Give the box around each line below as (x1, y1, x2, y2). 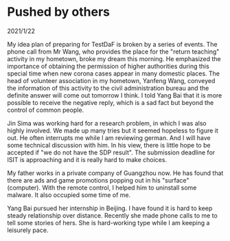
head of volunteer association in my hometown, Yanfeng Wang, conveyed (7, 76, 216, 84)
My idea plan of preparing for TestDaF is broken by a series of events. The (7, 40, 218, 48)
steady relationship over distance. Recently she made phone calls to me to (7, 211, 218, 220)
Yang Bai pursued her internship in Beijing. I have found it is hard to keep (7, 204, 213, 212)
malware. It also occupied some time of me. (7, 190, 131, 199)
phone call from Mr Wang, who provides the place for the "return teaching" (7, 47, 220, 56)
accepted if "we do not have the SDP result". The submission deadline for (7, 148, 216, 157)
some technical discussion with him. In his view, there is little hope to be (7, 141, 211, 149)
